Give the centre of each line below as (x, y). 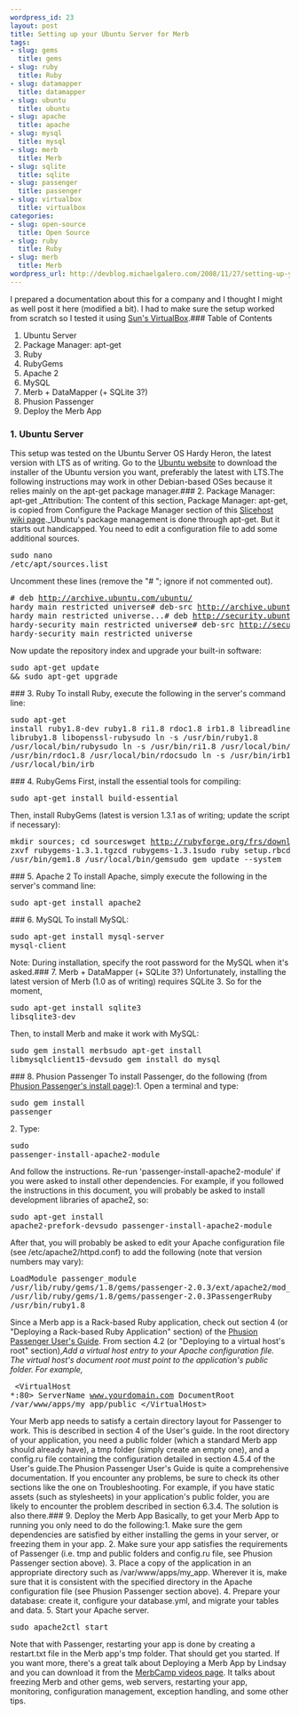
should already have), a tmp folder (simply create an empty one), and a (140, 1450)
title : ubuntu (44, 109)
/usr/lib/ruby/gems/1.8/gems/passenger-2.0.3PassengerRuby (142, 1296)
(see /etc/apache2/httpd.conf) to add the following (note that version (136, 1252)
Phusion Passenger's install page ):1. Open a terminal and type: (124, 1086)
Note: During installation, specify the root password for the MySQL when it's (149, 962)
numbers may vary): (47, 1262)
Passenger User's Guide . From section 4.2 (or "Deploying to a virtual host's (148, 1341)
